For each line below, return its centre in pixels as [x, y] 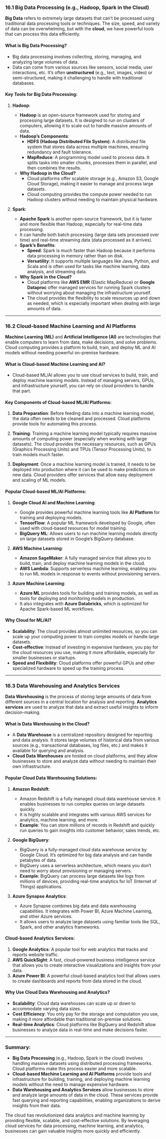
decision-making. [23, 713]
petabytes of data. [38, 860]
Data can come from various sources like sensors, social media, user [83, 67]
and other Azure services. [46, 916]
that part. [21, 391]
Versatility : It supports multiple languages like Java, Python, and [93, 261]
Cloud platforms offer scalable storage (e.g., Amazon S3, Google [93, 178]
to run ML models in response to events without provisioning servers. [90, 573]
